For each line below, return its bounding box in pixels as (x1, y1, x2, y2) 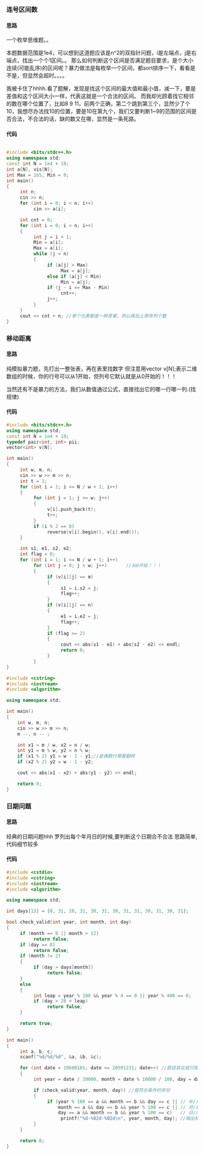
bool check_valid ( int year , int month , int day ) (6, 919, 132, 925)
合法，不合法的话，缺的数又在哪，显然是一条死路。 (11, 115, 140, 123)
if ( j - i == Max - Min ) (47, 284, 110, 291)
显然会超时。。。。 (27, 72, 68, 80)
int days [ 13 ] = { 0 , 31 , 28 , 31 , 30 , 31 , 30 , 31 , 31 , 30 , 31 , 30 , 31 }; (6, 908, 189, 914)
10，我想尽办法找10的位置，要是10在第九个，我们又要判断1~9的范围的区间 (6, 108, 192, 115)
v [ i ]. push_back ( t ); (47, 506, 97, 513)
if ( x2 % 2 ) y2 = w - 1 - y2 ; (17, 759, 94, 765)
